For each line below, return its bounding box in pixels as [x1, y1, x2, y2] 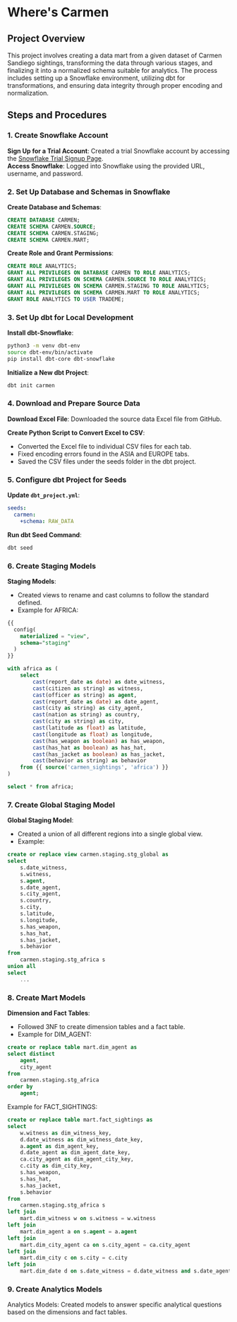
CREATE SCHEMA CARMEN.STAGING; [7, 229, 99, 237]
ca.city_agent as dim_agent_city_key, [20, 1156, 134, 1163]
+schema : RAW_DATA [20, 517, 74, 524]
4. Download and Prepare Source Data [7, 398, 141, 408]
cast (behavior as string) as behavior [32, 757, 147, 764]
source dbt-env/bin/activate [7, 348, 93, 356]
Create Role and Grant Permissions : [7, 249, 114, 258]
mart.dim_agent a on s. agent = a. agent [20, 1228, 138, 1235]
